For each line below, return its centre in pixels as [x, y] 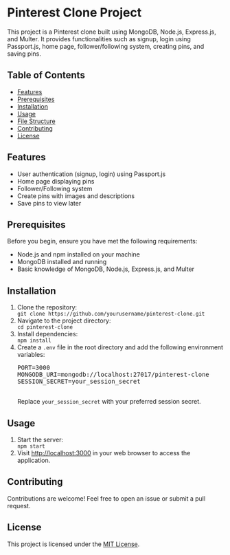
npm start [31, 446]
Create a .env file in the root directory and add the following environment [120, 347]
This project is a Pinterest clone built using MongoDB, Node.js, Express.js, [112, 32]
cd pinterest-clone [45, 327]
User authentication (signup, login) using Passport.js [91, 174]
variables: [31, 355]
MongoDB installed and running [62, 262]
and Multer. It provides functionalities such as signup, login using [99, 39]
